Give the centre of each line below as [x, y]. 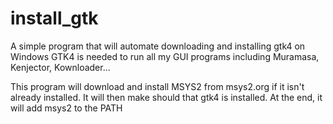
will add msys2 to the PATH [66, 108]
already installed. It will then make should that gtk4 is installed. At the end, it [166, 97]
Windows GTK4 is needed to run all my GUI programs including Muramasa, [165, 56]
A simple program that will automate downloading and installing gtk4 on [158, 46]
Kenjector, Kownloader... [60, 67]
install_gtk [54, 18]
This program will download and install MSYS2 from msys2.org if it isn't [157, 86]
